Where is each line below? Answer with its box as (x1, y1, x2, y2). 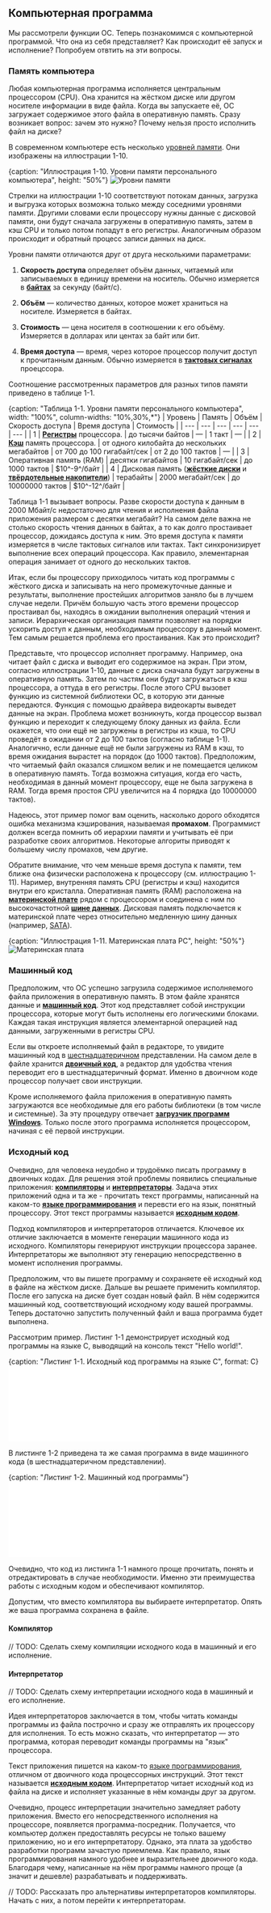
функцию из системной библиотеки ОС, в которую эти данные (8, 692, 225, 701)
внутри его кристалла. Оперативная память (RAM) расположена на (8, 886, 242, 896)
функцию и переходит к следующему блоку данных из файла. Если (8, 717, 240, 727)
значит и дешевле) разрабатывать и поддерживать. (8, 1872, 188, 1881)
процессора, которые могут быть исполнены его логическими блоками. (8, 1009, 260, 1018)
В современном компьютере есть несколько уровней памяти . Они (8, 142, 240, 152)
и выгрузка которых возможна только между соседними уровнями (8, 200, 242, 209)
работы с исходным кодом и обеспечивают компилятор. (8, 1581, 205, 1590)
